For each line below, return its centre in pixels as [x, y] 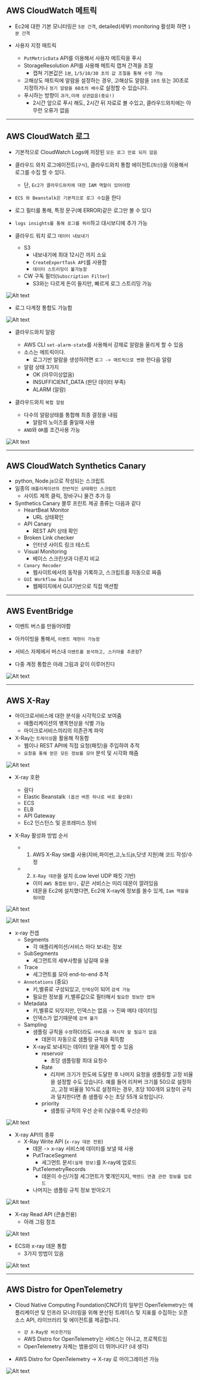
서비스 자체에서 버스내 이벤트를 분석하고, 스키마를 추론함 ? [78, 651]
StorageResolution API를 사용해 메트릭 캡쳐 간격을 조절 [88, 65]
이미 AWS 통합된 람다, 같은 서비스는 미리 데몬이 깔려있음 [96, 883]
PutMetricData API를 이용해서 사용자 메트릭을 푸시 [82, 58]
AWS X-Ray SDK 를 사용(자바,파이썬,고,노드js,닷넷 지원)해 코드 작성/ [110, 855]
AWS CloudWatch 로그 [48, 136]
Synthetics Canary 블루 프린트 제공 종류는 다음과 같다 [78, 503]
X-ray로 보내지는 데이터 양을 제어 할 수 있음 [83, 1047]
